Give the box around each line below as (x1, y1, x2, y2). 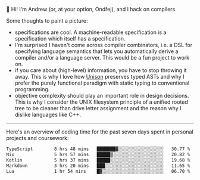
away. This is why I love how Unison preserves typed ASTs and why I (14, 73, 185, 80)
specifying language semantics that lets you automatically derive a (14, 48, 179, 55)
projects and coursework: (6, 135, 70, 141)
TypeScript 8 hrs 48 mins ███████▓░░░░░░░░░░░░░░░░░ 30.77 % (6, 146, 190, 152)
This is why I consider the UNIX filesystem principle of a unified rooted (14, 98, 189, 105)
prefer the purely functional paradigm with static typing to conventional (14, 79, 190, 86)
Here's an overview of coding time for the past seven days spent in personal (6, 128, 193, 135)
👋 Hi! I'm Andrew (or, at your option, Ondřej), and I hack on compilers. (6, 6, 177, 13)
